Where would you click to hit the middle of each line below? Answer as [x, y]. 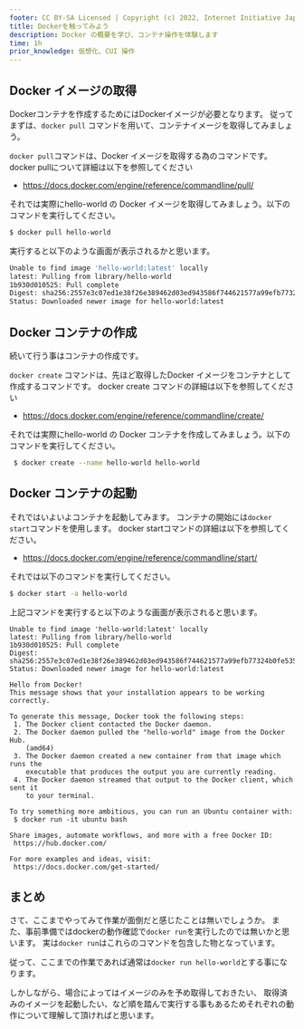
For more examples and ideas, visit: [81, 859]
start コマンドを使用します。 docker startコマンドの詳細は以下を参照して [146, 528]
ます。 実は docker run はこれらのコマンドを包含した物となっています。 [148, 943]
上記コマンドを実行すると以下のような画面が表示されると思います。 [136, 611]
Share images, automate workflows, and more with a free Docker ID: [141, 835]
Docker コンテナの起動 [73, 493]
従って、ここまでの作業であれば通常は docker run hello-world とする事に [145, 962]
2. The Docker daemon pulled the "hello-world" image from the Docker [149, 732]
